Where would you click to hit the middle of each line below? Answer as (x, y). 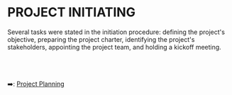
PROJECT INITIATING (72, 12)
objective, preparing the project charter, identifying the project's (101, 39)
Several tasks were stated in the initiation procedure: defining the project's (116, 32)
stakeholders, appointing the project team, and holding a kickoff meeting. (114, 47)
